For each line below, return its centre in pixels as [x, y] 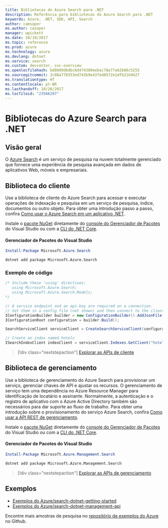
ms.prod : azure [21, 47]
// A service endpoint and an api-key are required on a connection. [79, 306]
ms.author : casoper [25, 29]
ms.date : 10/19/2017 [27, 38]
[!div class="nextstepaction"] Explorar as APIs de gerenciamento [84, 473]
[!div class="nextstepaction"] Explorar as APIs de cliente [75, 352]
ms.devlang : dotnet [25, 56]
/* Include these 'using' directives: [45, 283]
